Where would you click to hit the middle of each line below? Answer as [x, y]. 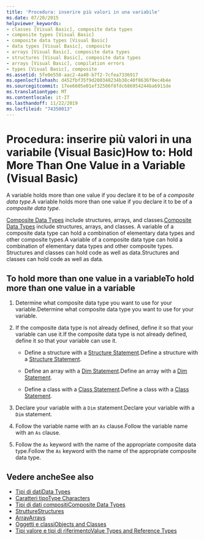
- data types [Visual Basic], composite [59, 47]
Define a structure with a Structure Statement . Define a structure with [111, 352]
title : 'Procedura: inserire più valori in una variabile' [83, 12]
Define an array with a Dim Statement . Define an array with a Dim [106, 371]
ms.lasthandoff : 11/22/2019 [42, 103]
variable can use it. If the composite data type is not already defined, [101, 334]
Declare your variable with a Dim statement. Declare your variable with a [105, 408]
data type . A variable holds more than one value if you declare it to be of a [100, 202]
